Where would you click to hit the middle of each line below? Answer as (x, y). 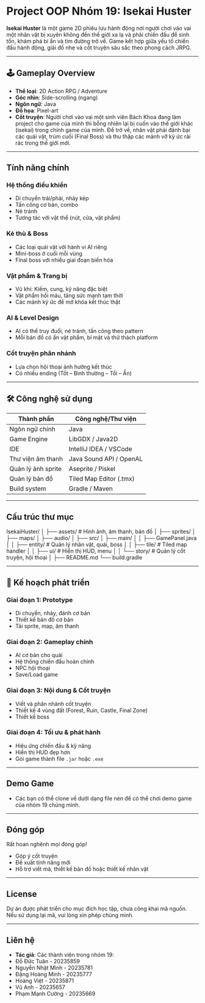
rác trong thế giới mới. (43, 143)
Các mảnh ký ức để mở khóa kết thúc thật (68, 302)
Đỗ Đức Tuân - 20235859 (48, 962)
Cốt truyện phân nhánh (41, 353)
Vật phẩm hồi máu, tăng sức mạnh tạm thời (69, 296)
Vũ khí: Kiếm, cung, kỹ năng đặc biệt (61, 289)
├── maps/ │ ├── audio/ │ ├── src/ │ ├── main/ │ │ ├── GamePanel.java (102, 538)
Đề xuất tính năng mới (43, 863)
